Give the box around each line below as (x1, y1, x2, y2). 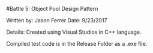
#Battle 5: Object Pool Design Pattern (6, 5, 98, 12)
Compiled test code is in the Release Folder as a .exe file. (6, 40, 148, 47)
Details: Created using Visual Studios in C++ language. (6, 28, 142, 36)
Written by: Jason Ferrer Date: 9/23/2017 (6, 17, 107, 23)
